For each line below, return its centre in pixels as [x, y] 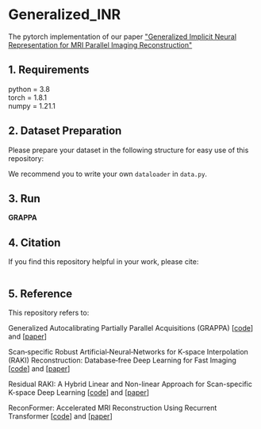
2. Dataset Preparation [65, 131]
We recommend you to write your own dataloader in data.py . [108, 174]
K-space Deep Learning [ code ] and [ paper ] [79, 393]
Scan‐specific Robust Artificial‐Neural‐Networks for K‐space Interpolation [128, 352]
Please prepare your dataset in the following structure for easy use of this [129, 150]
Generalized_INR [65, 15]
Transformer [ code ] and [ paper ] [60, 416]
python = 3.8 [29, 89]
